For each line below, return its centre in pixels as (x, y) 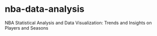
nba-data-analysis (44, 9)
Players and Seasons (27, 28)
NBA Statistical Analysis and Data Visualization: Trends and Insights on (78, 23)
